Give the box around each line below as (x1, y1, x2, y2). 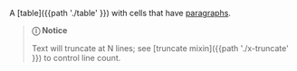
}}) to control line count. (31, 53, 121, 63)
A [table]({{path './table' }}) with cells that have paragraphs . (9, 8, 231, 18)
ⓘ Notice (31, 25, 68, 35)
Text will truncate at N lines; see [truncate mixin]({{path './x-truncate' (31, 43, 290, 53)
